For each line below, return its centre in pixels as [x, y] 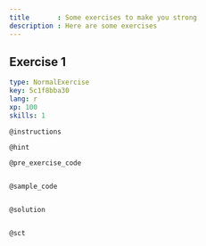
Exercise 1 [38, 62]
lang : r [24, 99]
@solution [28, 209]
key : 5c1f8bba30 [39, 91]
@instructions [36, 131]
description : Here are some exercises [83, 26]
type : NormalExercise [49, 82]
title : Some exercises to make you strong [103, 17]
